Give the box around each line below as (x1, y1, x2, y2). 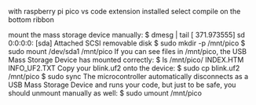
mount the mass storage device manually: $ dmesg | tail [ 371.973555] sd (8, 31, 246, 39)
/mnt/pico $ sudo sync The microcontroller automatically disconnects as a (8, 72, 249, 81)
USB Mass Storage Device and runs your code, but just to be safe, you (8, 80, 236, 89)
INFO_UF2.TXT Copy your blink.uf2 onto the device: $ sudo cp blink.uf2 (8, 63, 240, 73)
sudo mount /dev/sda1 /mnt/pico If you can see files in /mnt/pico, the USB (8, 47, 247, 56)
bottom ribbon (8, 15, 55, 24)
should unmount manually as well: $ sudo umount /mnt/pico (8, 89, 203, 97)
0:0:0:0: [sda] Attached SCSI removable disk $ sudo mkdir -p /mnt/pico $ (8, 38, 246, 48)
